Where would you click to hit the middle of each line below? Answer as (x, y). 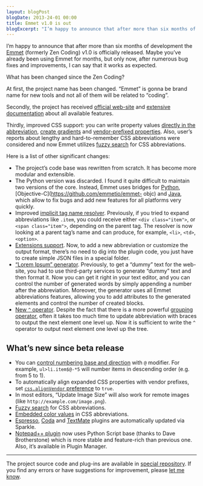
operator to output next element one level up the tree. (82, 329)
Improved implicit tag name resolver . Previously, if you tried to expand (102, 213)
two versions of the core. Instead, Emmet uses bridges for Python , (98, 187)
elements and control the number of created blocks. (80, 303)
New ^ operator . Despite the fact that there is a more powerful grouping (104, 310)
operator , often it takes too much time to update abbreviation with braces (106, 316)
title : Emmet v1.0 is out (39, 23)
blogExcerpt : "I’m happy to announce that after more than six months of (101, 29)
